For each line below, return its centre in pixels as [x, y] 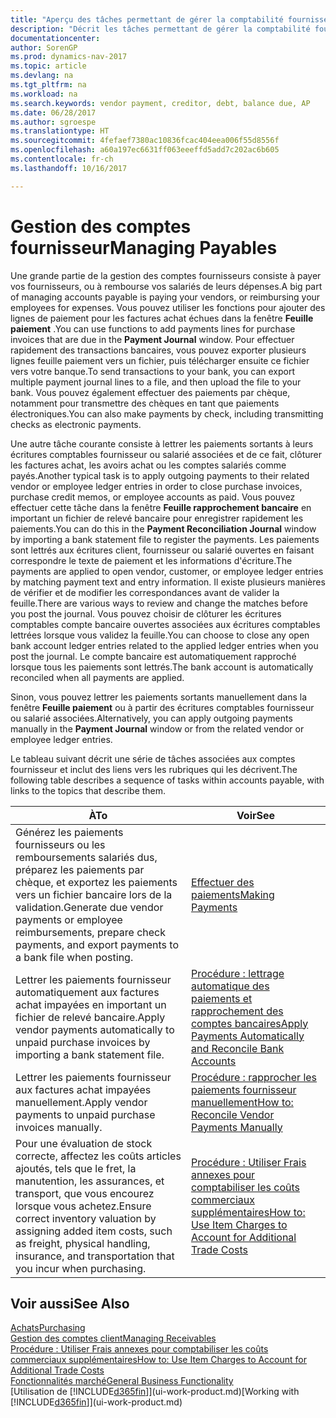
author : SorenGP [44, 47]
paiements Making [232, 894]
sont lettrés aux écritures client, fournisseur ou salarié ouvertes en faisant [162, 550]
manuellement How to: [242, 1102]
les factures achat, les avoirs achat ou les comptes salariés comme [148, 465]
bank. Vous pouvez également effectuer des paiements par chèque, [150, 392]
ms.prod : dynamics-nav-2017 [69, 57]
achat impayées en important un [91, 1004]
